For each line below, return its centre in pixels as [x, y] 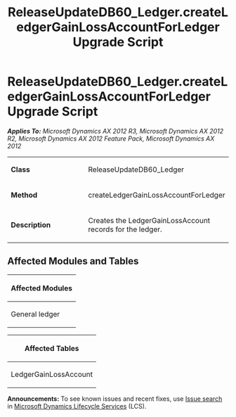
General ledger [35, 314]
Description [31, 224]
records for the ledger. [125, 229]
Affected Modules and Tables [73, 261]
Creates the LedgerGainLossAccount [149, 220]
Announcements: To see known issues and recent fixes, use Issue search [115, 399]
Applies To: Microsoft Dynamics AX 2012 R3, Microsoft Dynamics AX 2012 [116, 131]
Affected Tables [52, 348]
